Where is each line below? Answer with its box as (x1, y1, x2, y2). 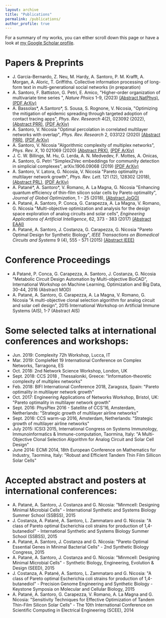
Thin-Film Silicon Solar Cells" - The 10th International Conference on (12, 602, 153, 608)
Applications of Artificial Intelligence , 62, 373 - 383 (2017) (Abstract (12, 216, 151, 222)
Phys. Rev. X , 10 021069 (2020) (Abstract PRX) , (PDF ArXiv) (12, 147, 135, 154)
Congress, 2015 (12, 549, 45, 555)
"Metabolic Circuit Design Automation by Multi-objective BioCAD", (12, 276, 148, 282)
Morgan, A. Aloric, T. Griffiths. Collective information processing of (12, 79, 149, 85)
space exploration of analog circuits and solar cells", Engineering (12, 211, 145, 217)
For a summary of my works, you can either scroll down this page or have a (5, 35, 160, 41)
